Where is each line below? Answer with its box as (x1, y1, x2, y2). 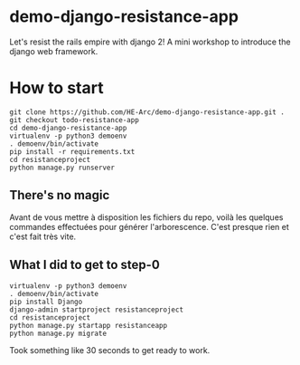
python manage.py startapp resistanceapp (9, 321, 168, 330)
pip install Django (9, 297, 83, 306)
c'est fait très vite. (9, 231, 77, 242)
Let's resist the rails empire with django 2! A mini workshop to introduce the (9, 36, 291, 47)
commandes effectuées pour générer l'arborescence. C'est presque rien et (9, 221, 289, 232)
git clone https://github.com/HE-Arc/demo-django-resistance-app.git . (9, 107, 285, 117)
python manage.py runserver (9, 163, 116, 172)
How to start (9, 78, 104, 99)
